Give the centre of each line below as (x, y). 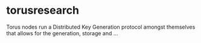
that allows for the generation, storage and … (62, 33)
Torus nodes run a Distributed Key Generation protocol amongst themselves (101, 27)
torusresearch (43, 10)
